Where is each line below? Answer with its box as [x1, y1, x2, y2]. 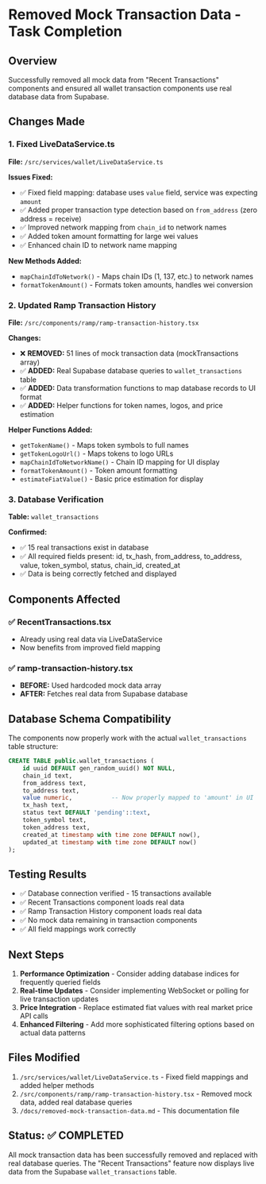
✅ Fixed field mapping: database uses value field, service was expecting [19, 187, 258, 197]
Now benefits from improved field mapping [19, 642, 161, 652]
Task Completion [8, 22, 123, 40]
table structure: [8, 742, 59, 751]
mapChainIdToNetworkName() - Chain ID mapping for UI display [19, 457, 220, 466]
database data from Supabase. [8, 92, 110, 101]
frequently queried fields [19, 978, 101, 987]
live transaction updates [19, 994, 99, 1004]
